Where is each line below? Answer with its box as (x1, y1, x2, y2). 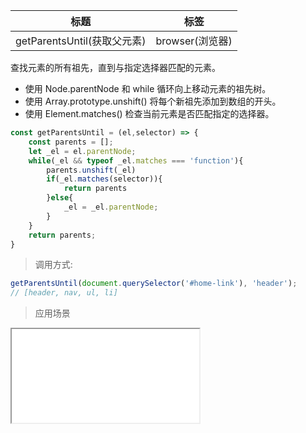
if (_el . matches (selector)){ (46, 174, 163, 184)
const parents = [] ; (28, 137, 114, 147)
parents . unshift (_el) (46, 165, 137, 175)
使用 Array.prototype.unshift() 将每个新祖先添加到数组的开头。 (24, 95, 282, 107)
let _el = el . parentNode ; (28, 146, 137, 156)
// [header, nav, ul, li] (10, 288, 118, 298)
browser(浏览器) (155, 34, 233, 48)
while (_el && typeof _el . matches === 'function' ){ (28, 155, 244, 166)
